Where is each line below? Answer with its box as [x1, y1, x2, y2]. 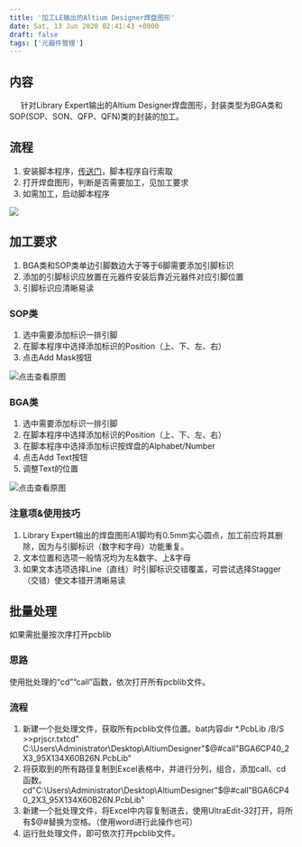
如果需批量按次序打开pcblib [9, 629, 112, 640]
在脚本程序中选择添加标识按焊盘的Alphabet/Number [22, 441, 216, 451]
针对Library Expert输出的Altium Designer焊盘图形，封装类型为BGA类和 [20, 100, 283, 111]
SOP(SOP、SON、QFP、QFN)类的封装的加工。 [9, 111, 185, 122]
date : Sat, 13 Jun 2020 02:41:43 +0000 [9, 22, 160, 31]
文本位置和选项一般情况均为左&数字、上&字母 [22, 552, 191, 563]
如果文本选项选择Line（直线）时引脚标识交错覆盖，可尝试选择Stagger [22, 563, 281, 574]
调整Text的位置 [22, 463, 79, 474]
